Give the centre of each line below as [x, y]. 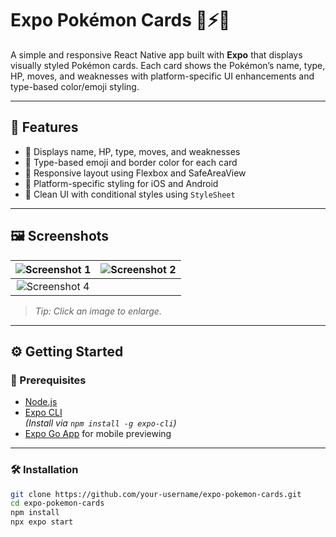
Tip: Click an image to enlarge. [98, 311]
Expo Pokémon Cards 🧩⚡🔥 [120, 20]
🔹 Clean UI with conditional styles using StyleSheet [130, 194]
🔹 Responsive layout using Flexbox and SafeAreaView [135, 173]
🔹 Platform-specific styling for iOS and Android [121, 183]
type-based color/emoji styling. [75, 86]
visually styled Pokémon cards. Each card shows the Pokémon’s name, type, [168, 65]
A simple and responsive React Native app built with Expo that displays [156, 54]
